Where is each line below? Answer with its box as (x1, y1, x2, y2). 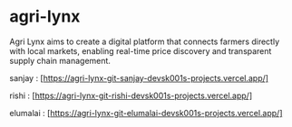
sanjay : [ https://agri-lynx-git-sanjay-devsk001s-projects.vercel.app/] (9, 72, 269, 83)
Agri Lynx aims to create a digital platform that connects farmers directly (9, 36, 280, 47)
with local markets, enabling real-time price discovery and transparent (9, 45, 272, 56)
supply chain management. (9, 55, 112, 66)
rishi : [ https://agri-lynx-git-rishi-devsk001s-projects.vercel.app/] (9, 90, 253, 101)
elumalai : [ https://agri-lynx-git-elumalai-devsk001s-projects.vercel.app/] (9, 107, 283, 118)
